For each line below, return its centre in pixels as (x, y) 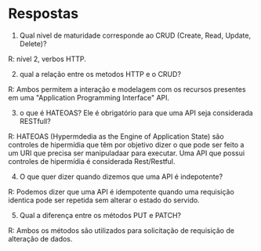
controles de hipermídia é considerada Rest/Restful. (92, 161)
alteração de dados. (40, 238)
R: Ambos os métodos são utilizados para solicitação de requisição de (121, 230)
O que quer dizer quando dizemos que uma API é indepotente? (121, 176)
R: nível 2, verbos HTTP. (47, 59)
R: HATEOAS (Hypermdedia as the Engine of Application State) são (116, 136)
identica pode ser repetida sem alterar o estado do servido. (104, 200)
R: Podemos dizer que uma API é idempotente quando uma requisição (121, 191)
